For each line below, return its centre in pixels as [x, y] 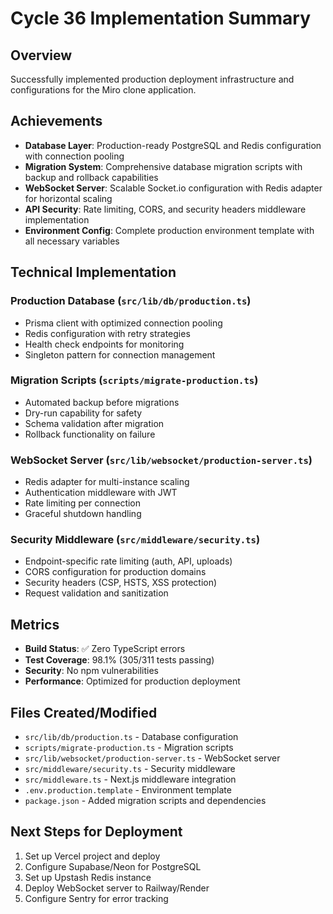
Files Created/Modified [84, 712]
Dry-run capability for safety [83, 413]
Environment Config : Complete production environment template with [169, 230]
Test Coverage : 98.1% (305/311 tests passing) [119, 660]
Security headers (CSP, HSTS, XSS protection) [121, 583]
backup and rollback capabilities [91, 177]
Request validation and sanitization [96, 593]
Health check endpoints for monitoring [104, 344]
